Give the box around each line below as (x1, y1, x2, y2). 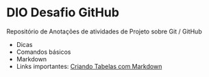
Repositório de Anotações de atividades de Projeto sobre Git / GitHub (6, 27, 203, 35)
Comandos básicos (16, 48, 71, 56)
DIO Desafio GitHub (6, 5, 119, 20)
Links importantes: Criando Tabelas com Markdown (16, 62, 162, 70)
